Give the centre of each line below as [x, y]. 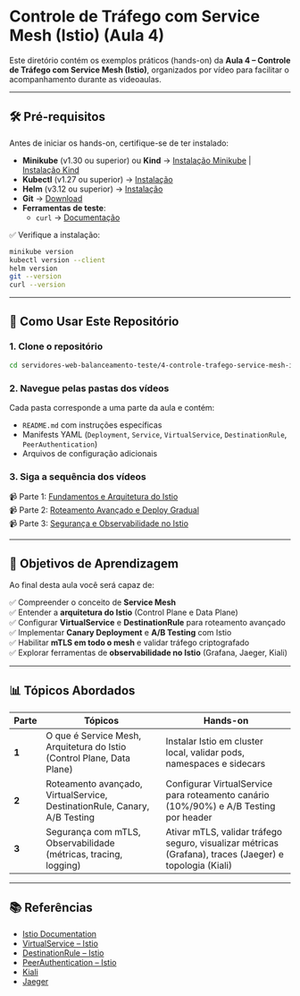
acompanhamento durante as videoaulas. [86, 79]
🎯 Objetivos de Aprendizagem [94, 563]
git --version [36, 277]
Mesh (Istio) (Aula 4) [87, 35]
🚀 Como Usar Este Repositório [94, 321]
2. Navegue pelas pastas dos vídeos [89, 388]
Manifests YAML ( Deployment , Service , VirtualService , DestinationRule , [154, 434]
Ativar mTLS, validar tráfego [224, 831]
